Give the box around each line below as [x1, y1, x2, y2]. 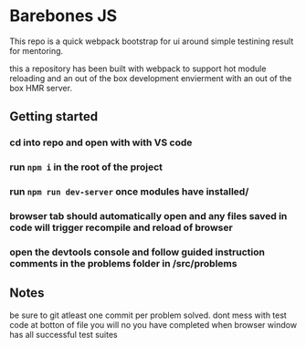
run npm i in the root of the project [9, 161, 163, 173]
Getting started [9, 109, 99, 124]
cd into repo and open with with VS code [9, 136, 193, 149]
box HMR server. [9, 82, 73, 93]
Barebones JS [9, 5, 118, 26]
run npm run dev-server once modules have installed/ [9, 185, 249, 198]
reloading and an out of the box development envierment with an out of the [9, 72, 292, 83]
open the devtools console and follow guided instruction [9, 246, 265, 258]
